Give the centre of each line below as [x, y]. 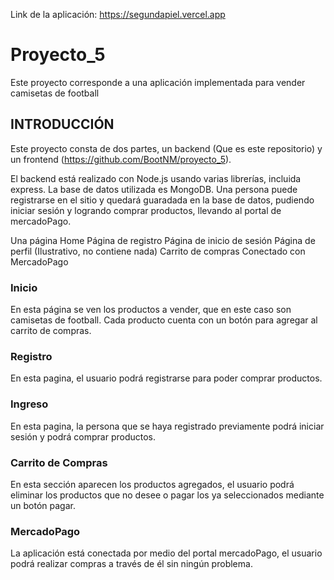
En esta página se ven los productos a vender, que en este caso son [151, 310]
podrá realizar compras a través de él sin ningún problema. [131, 564]
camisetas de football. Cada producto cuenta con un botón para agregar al [164, 320]
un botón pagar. [43, 505]
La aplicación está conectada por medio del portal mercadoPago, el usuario [166, 553]
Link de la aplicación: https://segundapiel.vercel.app [118, 14]
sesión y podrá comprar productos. [83, 436]
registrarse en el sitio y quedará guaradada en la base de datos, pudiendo [162, 200]
